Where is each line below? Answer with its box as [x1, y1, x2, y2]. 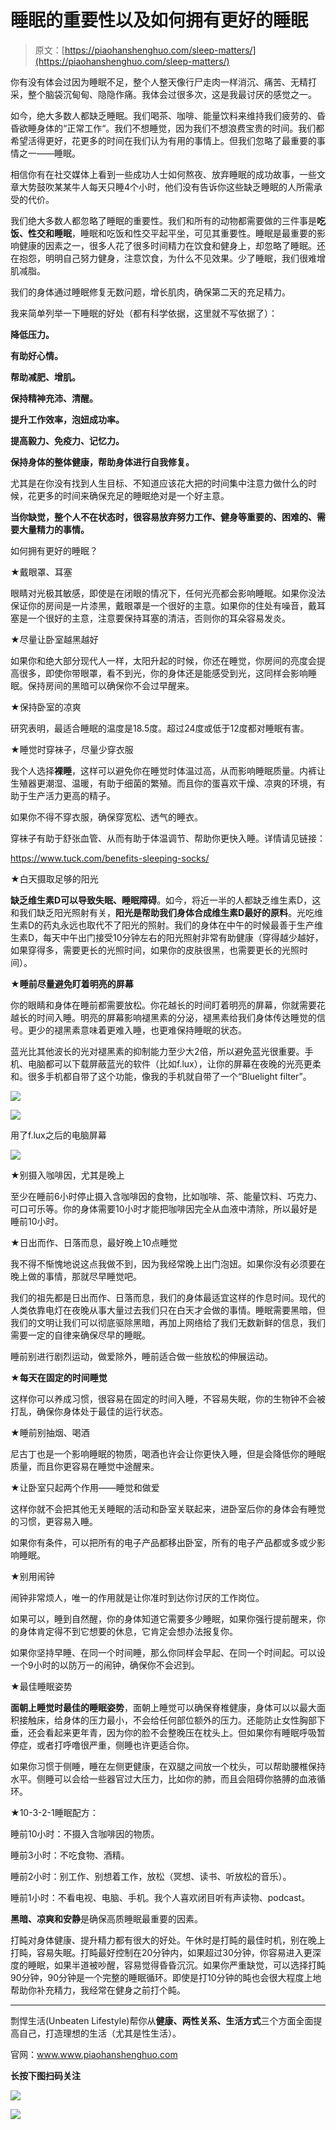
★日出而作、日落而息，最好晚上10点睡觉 [10, 1236, 178, 1248]
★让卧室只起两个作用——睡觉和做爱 [10, 1481, 160, 1493]
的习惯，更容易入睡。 [10, 1515, 98, 1527]
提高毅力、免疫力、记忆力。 [10, 434, 125, 446]
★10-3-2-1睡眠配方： [10, 1806, 99, 1818]
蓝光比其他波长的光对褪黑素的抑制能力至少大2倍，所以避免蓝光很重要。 [10, 1045, 305, 1057]
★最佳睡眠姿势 [10, 1680, 73, 1692]
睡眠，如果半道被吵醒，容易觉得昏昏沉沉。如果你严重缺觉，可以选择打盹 [27, 1959, 326, 1971]
